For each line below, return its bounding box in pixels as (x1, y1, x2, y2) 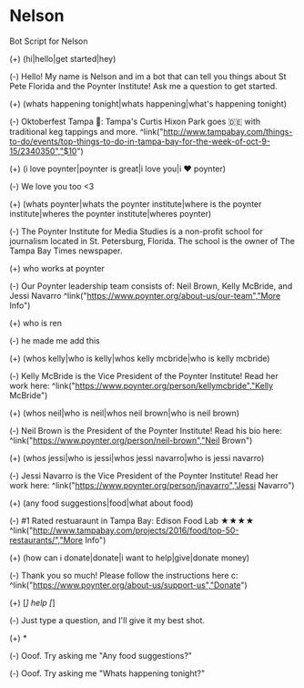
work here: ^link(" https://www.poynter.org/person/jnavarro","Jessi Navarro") (9, 479, 295, 490)
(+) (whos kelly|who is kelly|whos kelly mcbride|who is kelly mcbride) (9, 353, 270, 364)
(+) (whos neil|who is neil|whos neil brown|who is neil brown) (9, 407, 239, 418)
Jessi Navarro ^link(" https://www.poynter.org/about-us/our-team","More (9, 290, 281, 301)
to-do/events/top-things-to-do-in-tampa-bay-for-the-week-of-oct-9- (9, 136, 271, 147)
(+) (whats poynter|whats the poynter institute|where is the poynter (9, 198, 262, 210)
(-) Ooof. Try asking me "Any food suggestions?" (9, 650, 193, 661)
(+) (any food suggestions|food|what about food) (9, 498, 194, 508)
